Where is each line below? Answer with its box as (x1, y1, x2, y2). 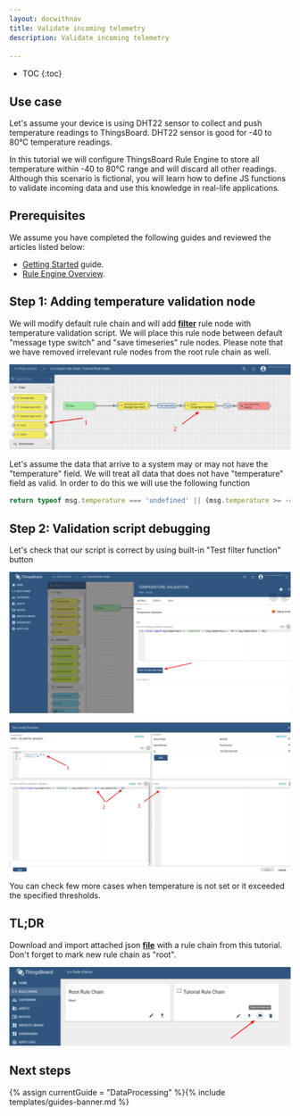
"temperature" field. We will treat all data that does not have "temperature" (9, 469, 284, 479)
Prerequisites (9, 208, 86, 223)
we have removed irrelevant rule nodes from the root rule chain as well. (9, 346, 271, 357)
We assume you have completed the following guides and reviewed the (9, 232, 271, 243)
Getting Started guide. (21, 259, 104, 270)
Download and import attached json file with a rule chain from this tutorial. (9, 939, 283, 950)
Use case (9, 94, 62, 109)
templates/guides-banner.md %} (9, 1096, 129, 1107)
